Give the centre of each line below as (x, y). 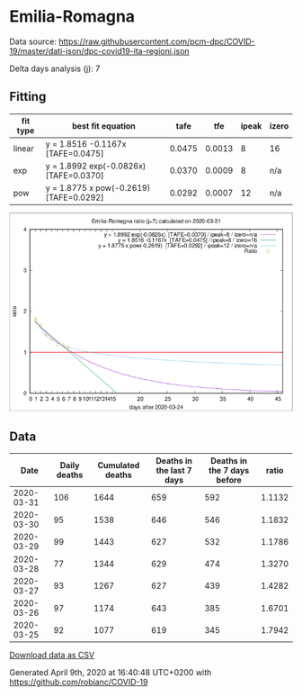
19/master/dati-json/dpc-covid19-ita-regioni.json (100, 50)
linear (23, 149)
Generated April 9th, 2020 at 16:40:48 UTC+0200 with (111, 672)
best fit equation (104, 126)
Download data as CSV (52, 655)
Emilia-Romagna (72, 17)
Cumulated (119, 466)
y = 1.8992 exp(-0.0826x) (96, 166)
